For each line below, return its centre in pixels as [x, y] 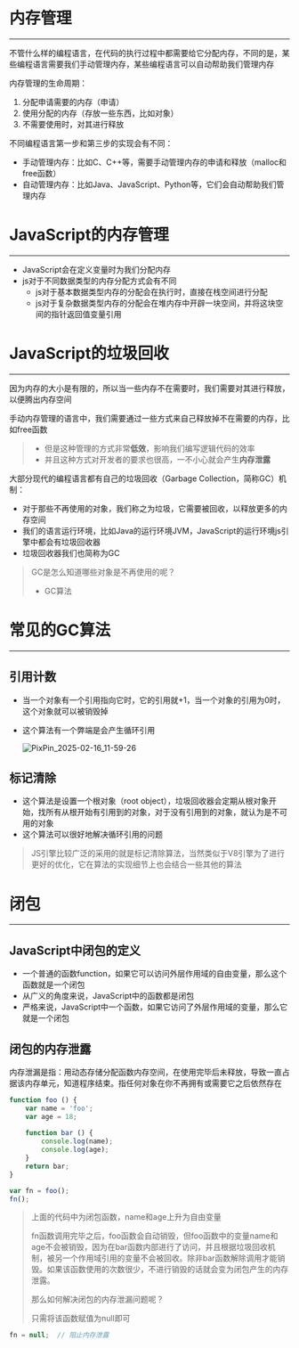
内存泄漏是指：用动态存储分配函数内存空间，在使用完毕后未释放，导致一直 [145, 1072]
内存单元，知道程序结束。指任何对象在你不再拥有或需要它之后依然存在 [153, 1082]
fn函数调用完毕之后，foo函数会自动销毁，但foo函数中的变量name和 [154, 1236]
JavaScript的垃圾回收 [89, 354]
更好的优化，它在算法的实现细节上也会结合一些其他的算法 [136, 864]
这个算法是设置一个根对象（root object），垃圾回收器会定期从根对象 [145, 801]
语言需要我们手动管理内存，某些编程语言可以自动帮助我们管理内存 [153, 64]
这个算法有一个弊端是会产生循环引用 [89, 730]
